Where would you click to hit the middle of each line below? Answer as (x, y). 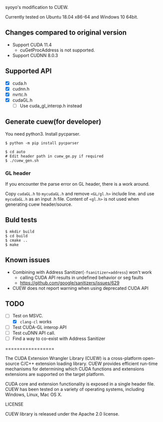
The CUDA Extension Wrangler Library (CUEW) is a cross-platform (74, 358)
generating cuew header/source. (39, 204)
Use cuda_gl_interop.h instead (51, 106)
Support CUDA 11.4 (32, 45)
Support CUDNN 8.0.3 (35, 55)
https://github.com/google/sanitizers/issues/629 (70, 283)
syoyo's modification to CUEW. (37, 7)
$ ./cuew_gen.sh (22, 160)
